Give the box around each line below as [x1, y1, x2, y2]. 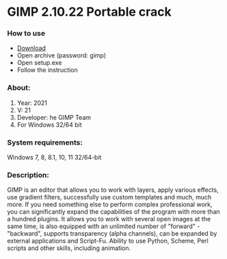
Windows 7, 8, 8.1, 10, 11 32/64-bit [7, 153, 102, 162]
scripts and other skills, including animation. [7, 244, 131, 252]
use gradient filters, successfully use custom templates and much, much [7, 193, 212, 201]
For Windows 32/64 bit [16, 121, 82, 129]
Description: [7, 171, 49, 180]
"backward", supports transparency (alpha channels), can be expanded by [7, 230, 217, 238]
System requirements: [7, 138, 83, 147]
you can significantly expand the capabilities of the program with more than [7, 208, 220, 216]
